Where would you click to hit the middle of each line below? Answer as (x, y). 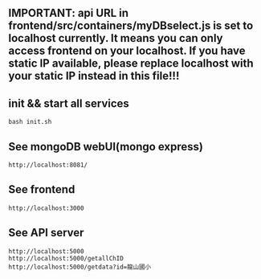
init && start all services (69, 103)
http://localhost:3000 (46, 208)
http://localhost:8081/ (48, 165)
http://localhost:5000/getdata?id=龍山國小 (80, 267)
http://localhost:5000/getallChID (66, 258)
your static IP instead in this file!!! (94, 76)
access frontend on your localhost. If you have (127, 51)
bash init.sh (30, 122)
